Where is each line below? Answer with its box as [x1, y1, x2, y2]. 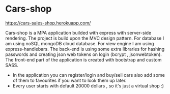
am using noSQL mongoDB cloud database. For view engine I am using [5, 40, 154, 46]
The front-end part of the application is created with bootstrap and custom [5, 56, 162, 62]
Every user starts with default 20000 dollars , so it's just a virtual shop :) [12, 82, 164, 89]
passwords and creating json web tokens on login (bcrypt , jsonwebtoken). [5, 51, 162, 57]
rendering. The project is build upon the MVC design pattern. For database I [5, 35, 164, 41]
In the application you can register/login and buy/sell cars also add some [12, 72, 165, 78]
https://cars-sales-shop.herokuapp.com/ [5, 20, 91, 26]
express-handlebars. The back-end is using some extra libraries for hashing [5, 46, 164, 52]
